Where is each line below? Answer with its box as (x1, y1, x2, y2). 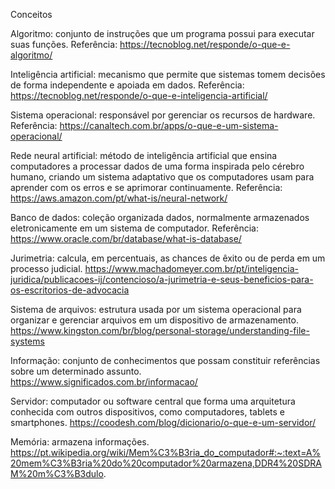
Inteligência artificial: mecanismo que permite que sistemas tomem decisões (10, 69, 326, 80)
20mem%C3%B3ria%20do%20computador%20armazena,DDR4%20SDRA (10, 457, 322, 469)
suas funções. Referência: (10, 39, 118, 50)
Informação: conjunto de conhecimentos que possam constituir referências (10, 355, 321, 366)
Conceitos (10, 9, 53, 20)
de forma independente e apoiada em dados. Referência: (10, 79, 245, 91)
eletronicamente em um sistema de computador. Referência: (10, 222, 259, 234)
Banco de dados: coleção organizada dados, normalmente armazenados (10, 212, 310, 223)
